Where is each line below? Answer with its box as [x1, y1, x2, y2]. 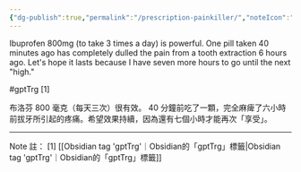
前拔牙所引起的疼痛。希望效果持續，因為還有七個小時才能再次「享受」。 [9, 113, 272, 124]
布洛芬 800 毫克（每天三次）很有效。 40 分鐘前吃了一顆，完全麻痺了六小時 [9, 102, 287, 113]
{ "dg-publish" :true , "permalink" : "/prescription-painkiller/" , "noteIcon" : [9, 13, 291, 22]
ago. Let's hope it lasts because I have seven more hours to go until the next [9, 56, 291, 67]
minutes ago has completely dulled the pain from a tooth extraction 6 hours [9, 47, 288, 58]
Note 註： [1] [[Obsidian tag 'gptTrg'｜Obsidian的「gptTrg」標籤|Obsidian [9, 141, 281, 151]
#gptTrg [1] [9, 83, 50, 94]
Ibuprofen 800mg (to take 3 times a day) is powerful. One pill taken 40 [9, 38, 269, 48]
